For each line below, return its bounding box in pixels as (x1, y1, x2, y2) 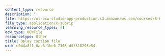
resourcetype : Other (5, 35, 48, 39)
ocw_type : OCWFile (5, 30, 43, 35)
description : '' (5, 12, 38, 17)
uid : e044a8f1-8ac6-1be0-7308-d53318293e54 (5, 43, 96, 48)
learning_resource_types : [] (5, 25, 65, 30)
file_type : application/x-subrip (5, 20, 74, 26)
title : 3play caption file (5, 39, 60, 44)
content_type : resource (5, 7, 54, 12)
